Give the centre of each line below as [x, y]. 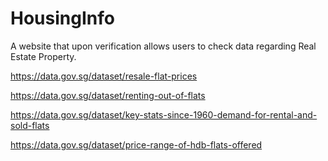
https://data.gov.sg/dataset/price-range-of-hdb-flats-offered [136, 144]
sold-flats [30, 125]
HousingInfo [62, 18]
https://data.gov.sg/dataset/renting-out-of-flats [108, 95]
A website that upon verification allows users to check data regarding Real [163, 46]
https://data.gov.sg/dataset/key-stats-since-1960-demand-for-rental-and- [164, 114]
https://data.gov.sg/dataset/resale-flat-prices [104, 76]
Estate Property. [43, 56]
